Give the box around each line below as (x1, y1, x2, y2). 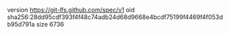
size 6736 (36, 20, 65, 28)
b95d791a (7, 20, 36, 28)
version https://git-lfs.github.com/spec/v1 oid (7, 6, 135, 14)
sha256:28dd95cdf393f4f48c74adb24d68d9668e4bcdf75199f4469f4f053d (7, 13, 223, 21)
